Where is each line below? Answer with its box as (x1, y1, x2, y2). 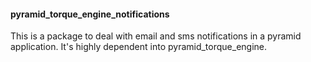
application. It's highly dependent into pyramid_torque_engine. (10, 41, 268, 53)
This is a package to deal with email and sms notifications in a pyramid (10, 30, 302, 42)
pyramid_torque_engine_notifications (10, 8, 170, 20)
